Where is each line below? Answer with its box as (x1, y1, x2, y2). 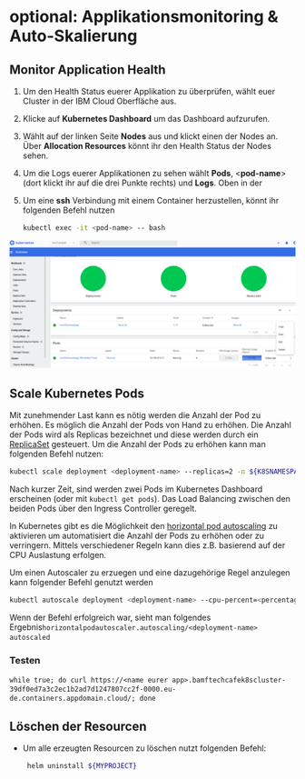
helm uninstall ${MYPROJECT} (26, 761, 138, 770)
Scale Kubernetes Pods (9, 385, 145, 401)
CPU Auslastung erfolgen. (9, 550, 107, 560)
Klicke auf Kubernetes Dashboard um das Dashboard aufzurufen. (22, 114, 271, 124)
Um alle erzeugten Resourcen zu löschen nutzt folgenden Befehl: (22, 743, 267, 754)
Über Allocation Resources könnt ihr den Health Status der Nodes (22, 141, 272, 151)
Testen (9, 654, 41, 666)
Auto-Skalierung (9, 25, 138, 46)
